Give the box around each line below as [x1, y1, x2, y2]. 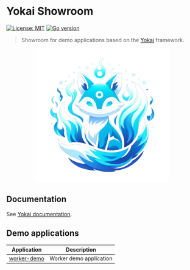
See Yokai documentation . [6, 210, 72, 217]
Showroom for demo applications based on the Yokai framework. [21, 36, 185, 43]
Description [66, 246, 96, 254]
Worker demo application [49, 255, 113, 262]
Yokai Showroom [6, 4, 94, 18]
